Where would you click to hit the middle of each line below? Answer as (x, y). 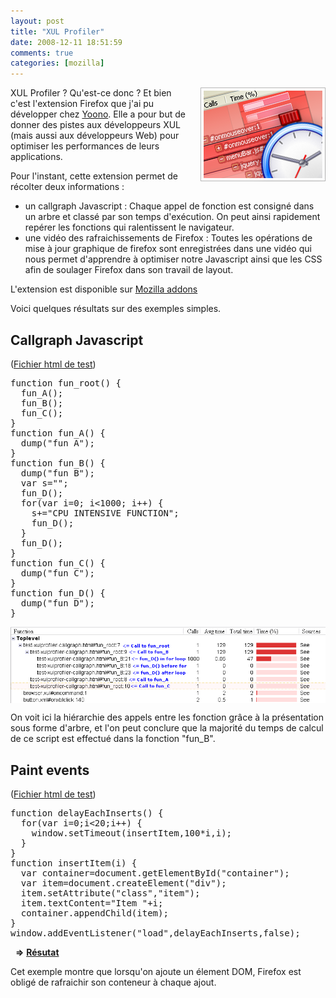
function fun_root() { (66, 383)
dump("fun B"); (57, 473)
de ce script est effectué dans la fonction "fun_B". (113, 739)
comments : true (42, 53)
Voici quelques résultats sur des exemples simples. (116, 309)
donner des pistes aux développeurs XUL (96, 125)
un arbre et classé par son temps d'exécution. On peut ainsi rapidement (172, 217)
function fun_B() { (58, 463)
